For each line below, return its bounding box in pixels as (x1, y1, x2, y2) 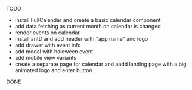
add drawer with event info (14, 41, 81, 49)
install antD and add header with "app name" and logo (14, 36, 148, 42)
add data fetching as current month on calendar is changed (14, 23, 161, 30)
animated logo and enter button (14, 67, 92, 73)
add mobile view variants (14, 54, 76, 61)
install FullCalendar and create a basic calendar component (14, 17, 161, 23)
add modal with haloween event (14, 48, 94, 55)
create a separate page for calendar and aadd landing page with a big (14, 60, 187, 67)
